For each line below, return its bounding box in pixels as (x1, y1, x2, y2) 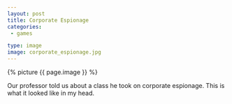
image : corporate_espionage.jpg (7, 49, 101, 56)
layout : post (7, 10, 45, 17)
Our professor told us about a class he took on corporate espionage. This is (7, 82, 225, 89)
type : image (7, 43, 42, 50)
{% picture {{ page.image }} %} (7, 68, 98, 76)
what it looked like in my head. (7, 89, 95, 97)
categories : (7, 23, 42, 30)
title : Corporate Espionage (7, 17, 89, 24)
